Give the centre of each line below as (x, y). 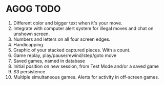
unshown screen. (32, 34)
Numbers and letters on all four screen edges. (62, 39)
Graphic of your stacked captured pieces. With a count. (72, 50)
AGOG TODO (33, 9)
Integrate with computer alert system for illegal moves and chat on (83, 28)
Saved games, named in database (49, 61)
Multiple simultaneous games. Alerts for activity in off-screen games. (86, 77)
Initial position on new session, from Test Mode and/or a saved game (86, 66)
